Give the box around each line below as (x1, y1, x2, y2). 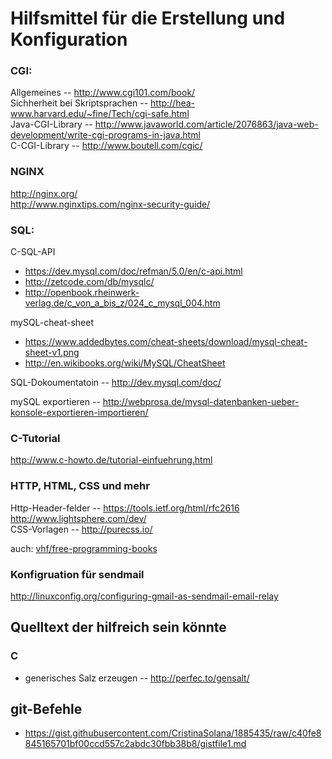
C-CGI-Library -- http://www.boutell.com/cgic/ (10, 140, 203, 152)
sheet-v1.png (24, 347, 80, 359)
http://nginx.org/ (10, 187, 78, 199)
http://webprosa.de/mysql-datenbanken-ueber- (102, 396, 300, 408)
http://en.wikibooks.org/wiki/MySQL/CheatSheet (24, 357, 226, 369)
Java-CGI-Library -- (10, 118, 93, 131)
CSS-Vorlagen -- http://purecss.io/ (10, 523, 153, 535)
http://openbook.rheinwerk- (24, 287, 140, 299)
